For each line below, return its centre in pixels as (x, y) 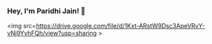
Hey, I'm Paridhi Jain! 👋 (46, 11)
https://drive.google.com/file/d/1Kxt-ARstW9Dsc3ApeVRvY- (120, 26)
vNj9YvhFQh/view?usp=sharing (52, 33)
